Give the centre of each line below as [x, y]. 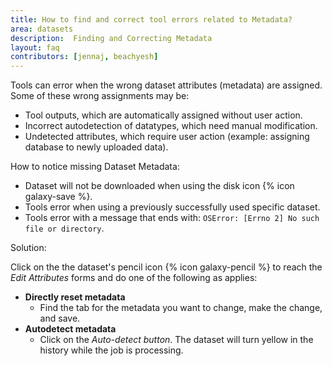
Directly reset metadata [75, 297]
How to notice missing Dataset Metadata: [95, 167]
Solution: [28, 248]
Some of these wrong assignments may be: [100, 96]
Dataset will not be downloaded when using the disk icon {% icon [159, 186]
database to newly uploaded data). [96, 147]
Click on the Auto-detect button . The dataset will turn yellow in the [176, 340]
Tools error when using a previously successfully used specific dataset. [172, 207]
